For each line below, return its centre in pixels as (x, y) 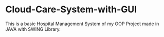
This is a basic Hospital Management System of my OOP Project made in (82, 24)
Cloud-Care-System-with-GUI (71, 10)
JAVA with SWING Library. (33, 29)
